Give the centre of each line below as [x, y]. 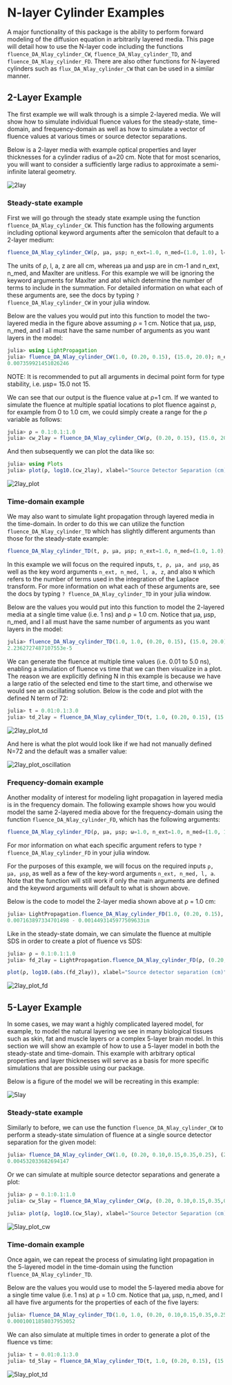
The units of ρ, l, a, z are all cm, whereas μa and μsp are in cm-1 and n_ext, [113, 265]
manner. [19, 76]
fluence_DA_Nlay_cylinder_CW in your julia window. [79, 302]
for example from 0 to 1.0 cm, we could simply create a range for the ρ [107, 411]
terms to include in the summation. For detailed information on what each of [115, 287]
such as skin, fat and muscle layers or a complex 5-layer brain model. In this [115, 1039]
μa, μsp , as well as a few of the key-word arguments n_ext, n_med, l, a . [112, 873]
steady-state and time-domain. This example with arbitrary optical [101, 1054]
